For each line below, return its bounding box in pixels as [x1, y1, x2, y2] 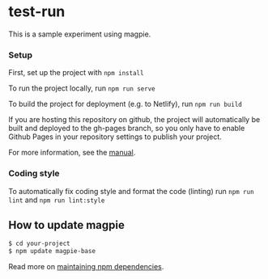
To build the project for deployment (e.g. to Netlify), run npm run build [8, 99, 243, 109]
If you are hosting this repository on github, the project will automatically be [8, 115, 261, 125]
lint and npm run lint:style [8, 195, 105, 205]
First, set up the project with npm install [8, 68, 144, 78]
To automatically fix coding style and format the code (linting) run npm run [8, 186, 254, 196]
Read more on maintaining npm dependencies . [8, 262, 164, 272]
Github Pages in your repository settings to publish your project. [8, 132, 223, 142]
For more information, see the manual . [8, 148, 136, 158]
